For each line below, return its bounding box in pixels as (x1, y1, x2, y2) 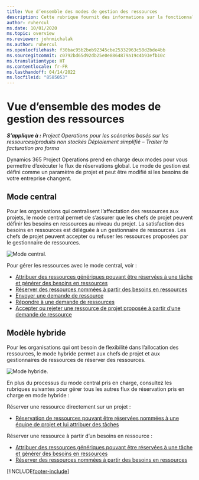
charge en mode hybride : (6, 391, 70, 399)
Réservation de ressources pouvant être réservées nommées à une (15, 414, 180, 422)
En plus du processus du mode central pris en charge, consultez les (6, 379, 172, 386)
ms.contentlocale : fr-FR (6, 63, 68, 70)
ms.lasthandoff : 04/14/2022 (6, 69, 76, 75)
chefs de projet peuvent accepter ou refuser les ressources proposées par (6, 233, 188, 240)
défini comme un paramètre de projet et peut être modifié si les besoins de (6, 169, 189, 176)
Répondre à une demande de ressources (15, 298, 115, 305)
